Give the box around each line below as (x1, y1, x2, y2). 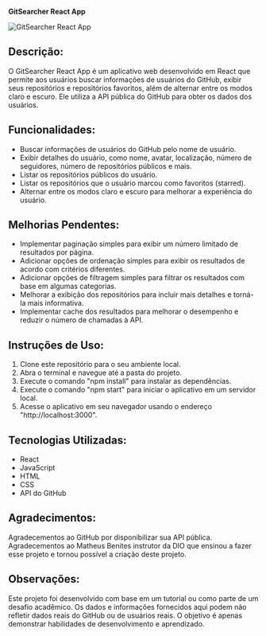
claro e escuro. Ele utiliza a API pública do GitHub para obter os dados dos (8, 92, 253, 101)
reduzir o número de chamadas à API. (19, 315, 144, 325)
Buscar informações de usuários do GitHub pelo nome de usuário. (19, 144, 237, 154)
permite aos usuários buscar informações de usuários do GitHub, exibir (8, 75, 242, 84)
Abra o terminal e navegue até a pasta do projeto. (19, 368, 183, 377)
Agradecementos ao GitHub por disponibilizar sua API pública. (8, 533, 213, 542)
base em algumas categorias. (19, 282, 117, 291)
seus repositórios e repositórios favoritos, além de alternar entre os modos (8, 83, 253, 92)
